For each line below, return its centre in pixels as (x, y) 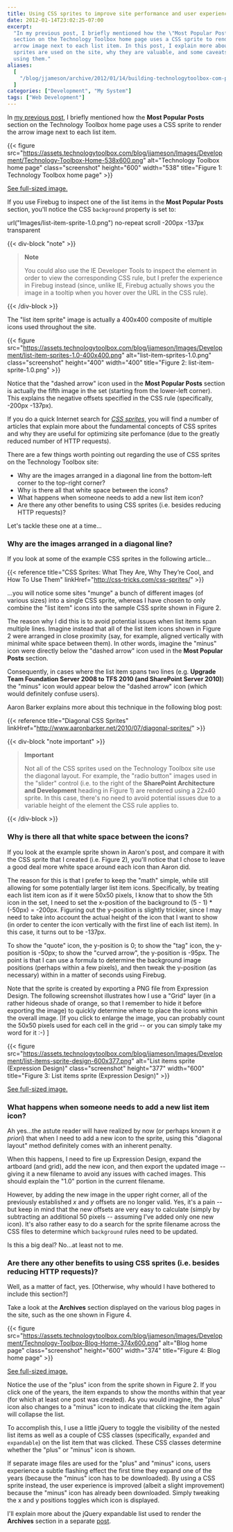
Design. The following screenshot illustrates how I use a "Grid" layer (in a (112, 996)
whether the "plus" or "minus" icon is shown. (72, 1450)
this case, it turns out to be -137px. (57, 932)
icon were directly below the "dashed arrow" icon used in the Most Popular (115, 651)
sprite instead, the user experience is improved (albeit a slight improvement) (116, 1485)
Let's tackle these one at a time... (54, 526)
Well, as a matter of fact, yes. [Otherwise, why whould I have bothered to (111, 1287)
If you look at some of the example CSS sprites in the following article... (109, 559)
